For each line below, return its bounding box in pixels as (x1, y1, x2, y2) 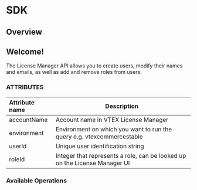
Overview (6, 27, 43, 37)
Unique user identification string (55, 142, 144, 150)
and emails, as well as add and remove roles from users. (6, 69, 142, 76)
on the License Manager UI (55, 159, 130, 167)
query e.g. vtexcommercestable (55, 133, 144, 141)
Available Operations (6, 177, 67, 185)
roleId (9, 155, 25, 163)
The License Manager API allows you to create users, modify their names (6, 62, 183, 69)
